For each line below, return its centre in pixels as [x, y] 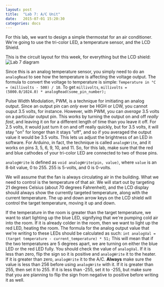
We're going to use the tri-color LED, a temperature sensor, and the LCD [78, 43]
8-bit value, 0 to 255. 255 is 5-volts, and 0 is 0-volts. [59, 168]
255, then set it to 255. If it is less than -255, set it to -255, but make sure [79, 270]
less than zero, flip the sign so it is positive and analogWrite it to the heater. [81, 254]
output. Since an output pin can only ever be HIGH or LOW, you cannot [77, 106]
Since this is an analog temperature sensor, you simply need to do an [75, 72]
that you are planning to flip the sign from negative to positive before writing [82, 275]
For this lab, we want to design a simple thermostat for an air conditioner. [79, 37]
